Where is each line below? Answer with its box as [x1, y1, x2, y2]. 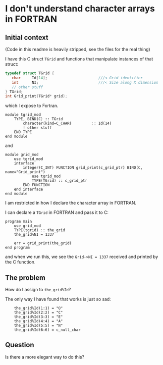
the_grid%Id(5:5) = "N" [14, 323, 63, 328]
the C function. [5, 259, 36, 265]
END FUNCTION [23, 183, 50, 188]
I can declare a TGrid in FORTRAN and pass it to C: [5, 209, 109, 215]
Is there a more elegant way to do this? [5, 354, 85, 360]
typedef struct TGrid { [5, 71, 54, 76]
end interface [14, 187, 43, 192]
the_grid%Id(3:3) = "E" [14, 314, 63, 319]
